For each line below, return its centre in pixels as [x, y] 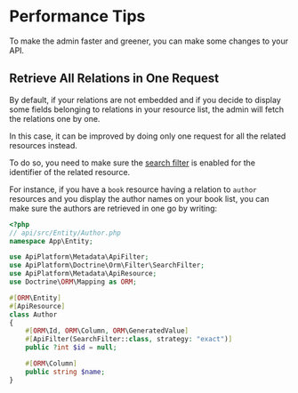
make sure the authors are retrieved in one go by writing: [113, 208]
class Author [33, 314]
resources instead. [44, 145]
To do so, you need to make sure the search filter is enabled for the [133, 163]
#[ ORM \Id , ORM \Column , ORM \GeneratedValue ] [107, 331]
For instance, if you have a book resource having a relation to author [133, 189]
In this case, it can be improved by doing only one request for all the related [148, 136]
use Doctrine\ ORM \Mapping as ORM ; [73, 282]
